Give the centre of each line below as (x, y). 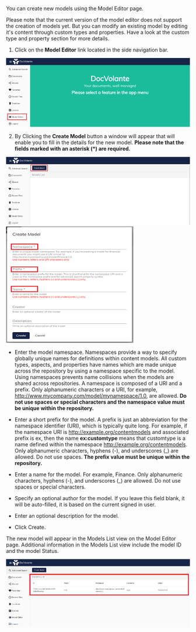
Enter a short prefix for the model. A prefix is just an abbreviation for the (101, 419)
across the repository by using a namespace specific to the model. (94, 371)
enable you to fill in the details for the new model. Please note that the (99, 142)
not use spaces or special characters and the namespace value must (99, 402)
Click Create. (30, 527)
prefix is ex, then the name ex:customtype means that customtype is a (100, 438)
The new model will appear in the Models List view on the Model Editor (91, 538)
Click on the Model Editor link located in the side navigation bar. (92, 50)
